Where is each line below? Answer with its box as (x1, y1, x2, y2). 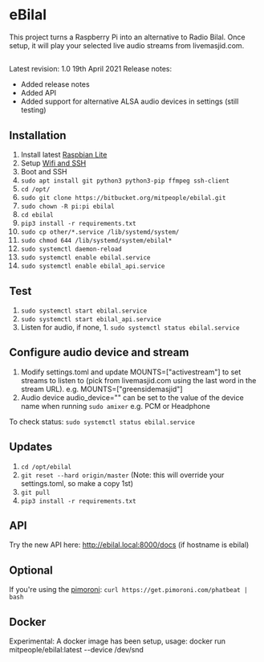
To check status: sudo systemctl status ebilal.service (9, 416, 196, 427)
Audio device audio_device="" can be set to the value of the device (20, 392, 244, 403)
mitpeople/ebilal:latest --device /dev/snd (9, 645, 144, 655)
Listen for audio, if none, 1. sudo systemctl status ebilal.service (20, 322, 240, 332)
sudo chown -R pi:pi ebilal (20, 202, 115, 210)
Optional (9, 563, 53, 577)
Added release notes (20, 80, 91, 89)
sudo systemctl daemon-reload (20, 245, 123, 254)
